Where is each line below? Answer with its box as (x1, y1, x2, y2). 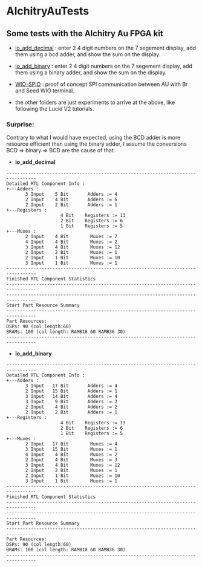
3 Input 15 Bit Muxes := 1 (25, 446, 118, 453)
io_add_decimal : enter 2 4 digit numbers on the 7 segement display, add (15, 44, 197, 51)
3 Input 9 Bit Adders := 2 (25, 399, 118, 405)
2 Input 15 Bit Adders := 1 (25, 388, 118, 394)
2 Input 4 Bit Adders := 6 (25, 196, 118, 203)
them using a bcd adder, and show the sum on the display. (15, 51, 161, 58)
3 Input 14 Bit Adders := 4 (25, 394, 118, 400)
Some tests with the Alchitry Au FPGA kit (6, 28, 163, 39)
